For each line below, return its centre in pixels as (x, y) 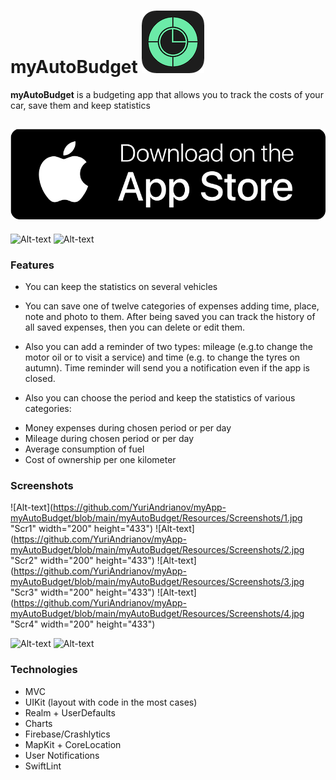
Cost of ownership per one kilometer (100, 460)
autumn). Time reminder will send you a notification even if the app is (167, 368)
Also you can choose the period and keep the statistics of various (160, 398)
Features (32, 265)
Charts (38, 723)
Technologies (44, 670)
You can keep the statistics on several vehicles (121, 287)
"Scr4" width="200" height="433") (83, 624)
